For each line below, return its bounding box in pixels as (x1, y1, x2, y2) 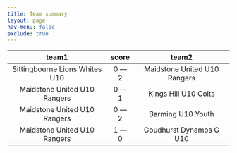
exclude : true (7, 30, 49, 37)
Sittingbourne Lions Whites (12, 64, 102, 74)
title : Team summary (7, 10, 68, 18)
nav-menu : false (7, 23, 55, 30)
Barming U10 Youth (149, 109, 214, 119)
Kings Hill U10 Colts (147, 89, 215, 99)
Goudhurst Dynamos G (143, 125, 220, 135)
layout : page (7, 17, 46, 24)
